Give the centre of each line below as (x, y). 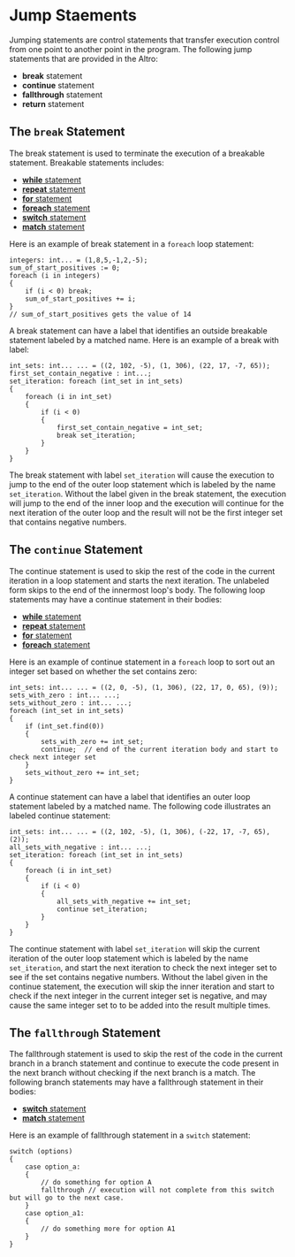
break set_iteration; (96, 435)
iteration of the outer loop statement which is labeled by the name (129, 958)
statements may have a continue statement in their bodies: (116, 599)
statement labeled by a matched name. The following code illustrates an (140, 806)
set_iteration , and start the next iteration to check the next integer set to (143, 967)
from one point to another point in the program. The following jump (131, 49)
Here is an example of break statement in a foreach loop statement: (132, 243)
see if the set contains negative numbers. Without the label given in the (139, 977)
